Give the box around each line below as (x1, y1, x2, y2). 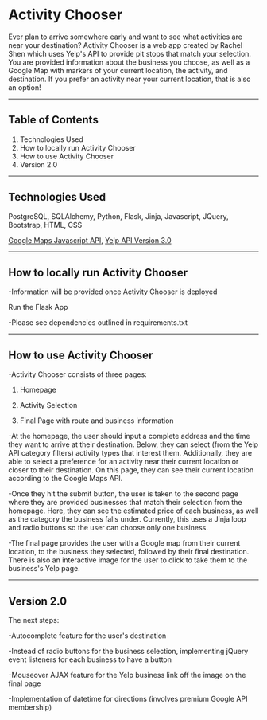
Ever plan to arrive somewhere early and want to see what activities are (8, 32, 242, 41)
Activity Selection (19, 401, 78, 410)
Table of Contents (8, 113, 99, 127)
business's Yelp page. (8, 564, 81, 573)
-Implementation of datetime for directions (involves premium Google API (8, 695, 248, 703)
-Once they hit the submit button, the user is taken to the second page (8, 489, 238, 499)
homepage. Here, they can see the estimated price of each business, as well (8, 506, 259, 515)
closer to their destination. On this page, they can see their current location (8, 465, 254, 475)
